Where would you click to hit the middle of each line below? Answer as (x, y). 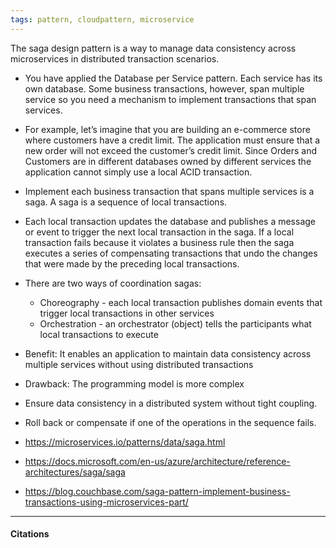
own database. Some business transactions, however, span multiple (164, 88)
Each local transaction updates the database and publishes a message (170, 221)
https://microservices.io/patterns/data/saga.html (125, 442)
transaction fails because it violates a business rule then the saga (159, 242)
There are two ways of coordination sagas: (113, 283)
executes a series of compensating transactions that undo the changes (171, 253)
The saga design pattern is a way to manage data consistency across (153, 48)
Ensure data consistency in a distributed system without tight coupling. (171, 403)
